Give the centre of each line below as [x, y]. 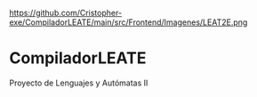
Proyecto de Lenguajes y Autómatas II [79, 83]
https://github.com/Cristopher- [66, 13]
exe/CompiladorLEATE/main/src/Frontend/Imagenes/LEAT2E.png [128, 22]
